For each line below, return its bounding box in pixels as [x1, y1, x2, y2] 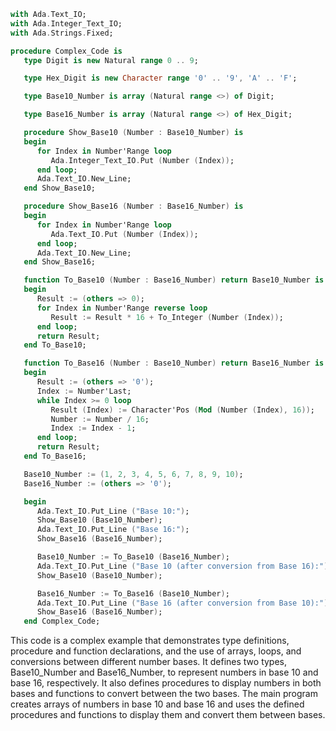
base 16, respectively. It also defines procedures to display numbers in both [10, 677, 322, 689]
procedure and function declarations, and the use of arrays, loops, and [10, 645, 302, 657]
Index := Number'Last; [36, 386, 132, 396]
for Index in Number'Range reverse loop [36, 303, 208, 313]
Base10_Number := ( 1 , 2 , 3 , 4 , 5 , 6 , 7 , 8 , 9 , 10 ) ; [23, 469, 244, 479]
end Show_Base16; [23, 257, 97, 267]
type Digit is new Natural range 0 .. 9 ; [23, 55, 199, 65]
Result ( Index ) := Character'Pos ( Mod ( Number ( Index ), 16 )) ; [50, 405, 315, 415]
